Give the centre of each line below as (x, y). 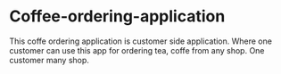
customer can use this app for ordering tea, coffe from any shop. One (137, 50)
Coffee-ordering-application (117, 16)
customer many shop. (49, 60)
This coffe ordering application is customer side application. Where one (140, 41)
